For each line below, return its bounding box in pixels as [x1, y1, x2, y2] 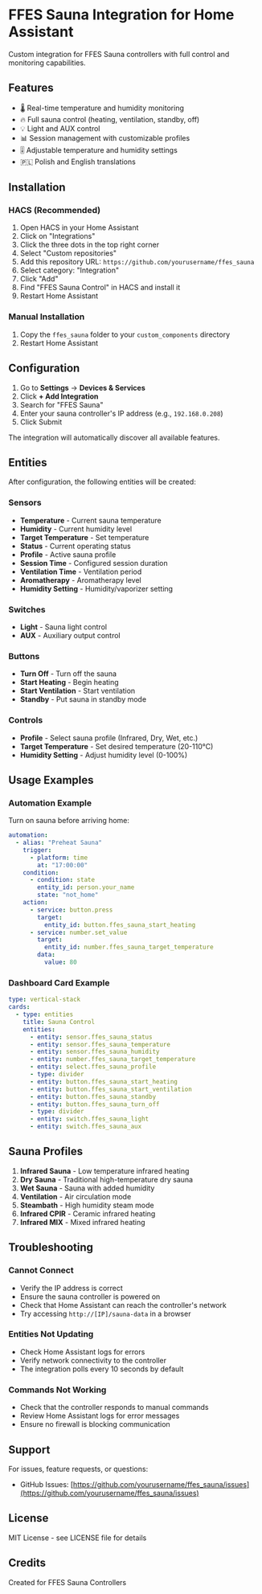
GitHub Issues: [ [19, 1479, 74, 1489]
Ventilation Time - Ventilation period [19, 567, 142, 576]
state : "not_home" [37, 891, 99, 899]
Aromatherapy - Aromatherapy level [19, 575, 142, 584]
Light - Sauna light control [19, 621, 107, 632]
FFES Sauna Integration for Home [8, 6, 235, 24]
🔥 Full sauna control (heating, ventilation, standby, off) [19, 114, 200, 124]
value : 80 [43, 958, 78, 966]
